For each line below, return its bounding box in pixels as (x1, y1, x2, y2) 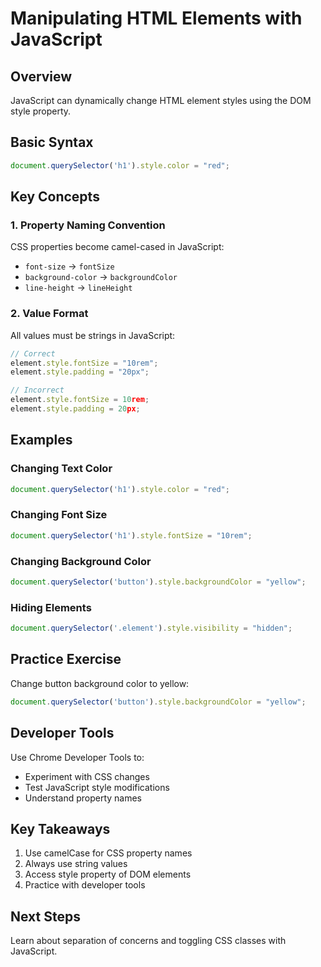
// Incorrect (10, 385, 65, 396)
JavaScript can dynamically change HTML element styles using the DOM (10, 95, 312, 106)
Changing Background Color (10, 554, 152, 568)
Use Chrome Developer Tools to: (10, 751, 145, 763)
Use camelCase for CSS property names (24, 847, 193, 859)
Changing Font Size (10, 508, 108, 522)
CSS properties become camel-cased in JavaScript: (10, 241, 225, 253)
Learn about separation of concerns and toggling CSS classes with (10, 935, 287, 947)
